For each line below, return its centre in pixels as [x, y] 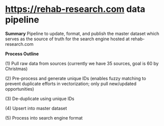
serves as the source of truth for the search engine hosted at [68, 39]
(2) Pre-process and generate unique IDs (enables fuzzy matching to [76, 78]
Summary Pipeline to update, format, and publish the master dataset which [82, 33]
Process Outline [22, 54]
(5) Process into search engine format [44, 118]
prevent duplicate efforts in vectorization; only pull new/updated [71, 84]
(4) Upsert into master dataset [36, 108]
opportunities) [20, 89]
